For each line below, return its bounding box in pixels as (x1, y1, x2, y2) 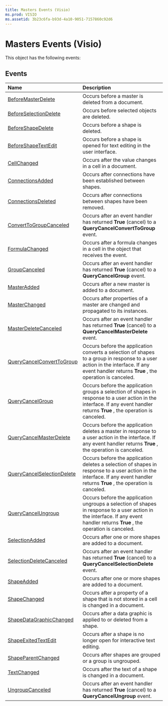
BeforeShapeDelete (7, 125, 54, 132)
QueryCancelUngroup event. (82, 692, 152, 699)
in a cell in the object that (82, 246, 141, 253)
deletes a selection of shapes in (82, 461, 157, 468)
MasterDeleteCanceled (7, 325, 62, 332)
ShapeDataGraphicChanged (7, 616, 74, 623)
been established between (82, 177, 145, 184)
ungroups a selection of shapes (82, 501, 156, 508)
